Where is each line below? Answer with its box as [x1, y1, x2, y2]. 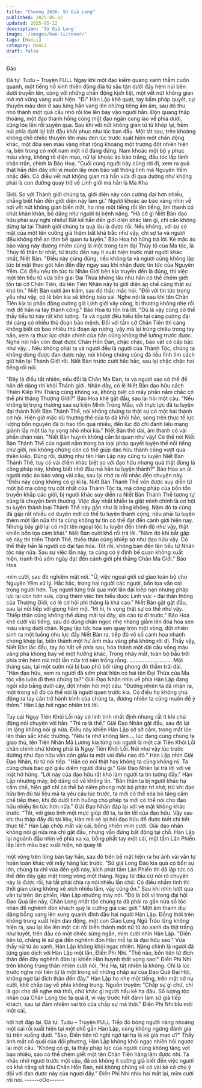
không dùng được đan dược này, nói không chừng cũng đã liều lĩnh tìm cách [6, 351, 195, 358]
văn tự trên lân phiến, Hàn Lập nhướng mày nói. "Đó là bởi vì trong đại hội [6, 891, 188, 899]
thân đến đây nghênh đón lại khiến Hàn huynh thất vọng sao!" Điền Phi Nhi [6, 955, 191, 962]
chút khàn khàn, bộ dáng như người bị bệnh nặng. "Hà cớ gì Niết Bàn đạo [6, 209, 188, 217]
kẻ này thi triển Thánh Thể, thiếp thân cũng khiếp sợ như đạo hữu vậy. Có [6, 535, 188, 543]
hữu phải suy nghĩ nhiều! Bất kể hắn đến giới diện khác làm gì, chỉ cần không [6, 216, 196, 223]
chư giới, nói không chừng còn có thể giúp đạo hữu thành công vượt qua [6, 446, 186, 453]
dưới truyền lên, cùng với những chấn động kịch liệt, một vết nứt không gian [6, 89, 194, 97]
